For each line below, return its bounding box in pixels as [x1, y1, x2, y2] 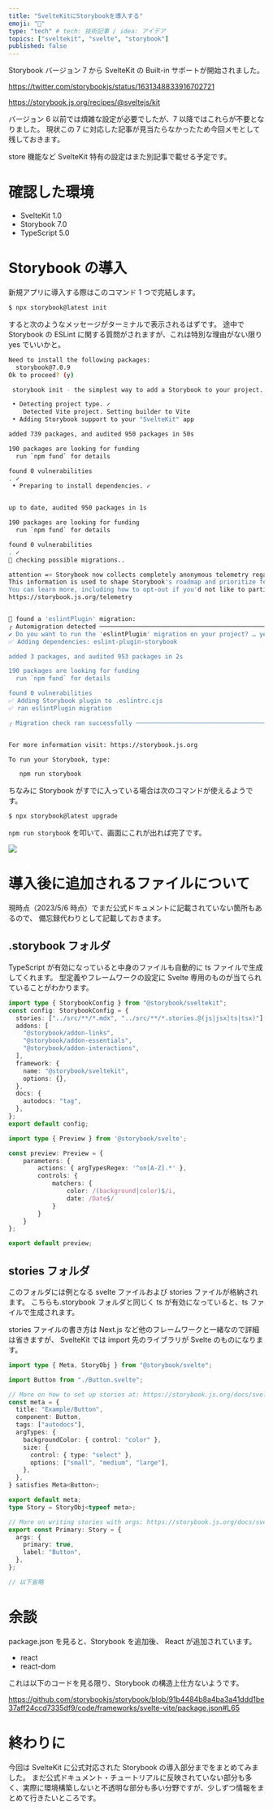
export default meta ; [8, 1496, 82, 1504]
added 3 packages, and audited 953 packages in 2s [8, 652, 184, 661]
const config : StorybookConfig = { [8, 1006, 129, 1014]
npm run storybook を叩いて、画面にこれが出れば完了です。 [8, 828, 206, 838]
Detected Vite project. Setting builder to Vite [23, 408, 191, 416]
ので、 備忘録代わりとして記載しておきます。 [15, 914, 166, 923]
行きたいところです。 [29, 1793, 101, 1803]
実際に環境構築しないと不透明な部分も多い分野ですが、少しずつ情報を [22, 1782, 258, 1792]
